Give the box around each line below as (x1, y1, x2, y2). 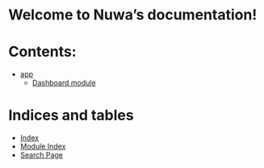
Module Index (19, 141, 66, 151)
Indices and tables (8, 107, 135, 124)
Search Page (19, 150, 63, 160)
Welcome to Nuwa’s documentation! (8, 6, 258, 24)
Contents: (8, 43, 77, 61)
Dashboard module (31, 78, 96, 88)
